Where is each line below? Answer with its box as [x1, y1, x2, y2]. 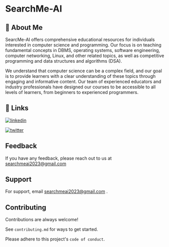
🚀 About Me [5, 23, 43, 32]
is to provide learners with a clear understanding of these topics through [5, 73, 156, 79]
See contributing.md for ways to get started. [5, 226, 98, 232]
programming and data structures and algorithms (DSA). [5, 58, 122, 64]
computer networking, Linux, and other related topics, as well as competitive [5, 53, 164, 59]
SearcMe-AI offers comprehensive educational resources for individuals [5, 36, 155, 42]
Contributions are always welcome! [5, 217, 79, 223]
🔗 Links [5, 104, 29, 113]
